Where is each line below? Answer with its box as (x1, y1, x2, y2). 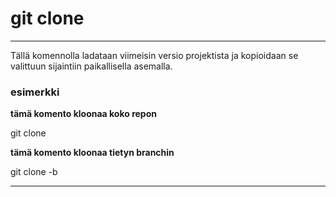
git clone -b (10, 166, 58, 178)
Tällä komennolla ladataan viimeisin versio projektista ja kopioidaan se (10, 49, 299, 61)
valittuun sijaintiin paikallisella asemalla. (10, 60, 173, 72)
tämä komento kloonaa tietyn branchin (10, 147, 175, 159)
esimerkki (10, 85, 60, 99)
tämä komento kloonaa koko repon (10, 108, 157, 120)
